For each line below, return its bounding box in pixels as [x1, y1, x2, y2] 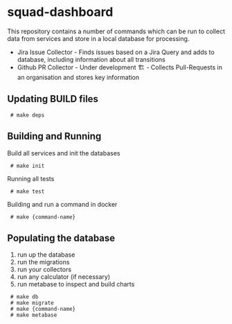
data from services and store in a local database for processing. [7, 34, 190, 42]
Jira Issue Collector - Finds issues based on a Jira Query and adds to [17, 48, 215, 56]
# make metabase [10, 312, 57, 319]
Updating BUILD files [7, 93, 99, 105]
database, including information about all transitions [17, 55, 166, 63]
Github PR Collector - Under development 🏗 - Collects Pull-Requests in [17, 63, 223, 71]
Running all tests [7, 174, 55, 182]
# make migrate [10, 300, 54, 307]
